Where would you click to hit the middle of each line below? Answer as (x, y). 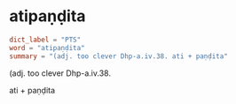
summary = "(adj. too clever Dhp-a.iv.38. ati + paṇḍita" (118, 56)
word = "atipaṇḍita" (47, 48)
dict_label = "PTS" (45, 40)
